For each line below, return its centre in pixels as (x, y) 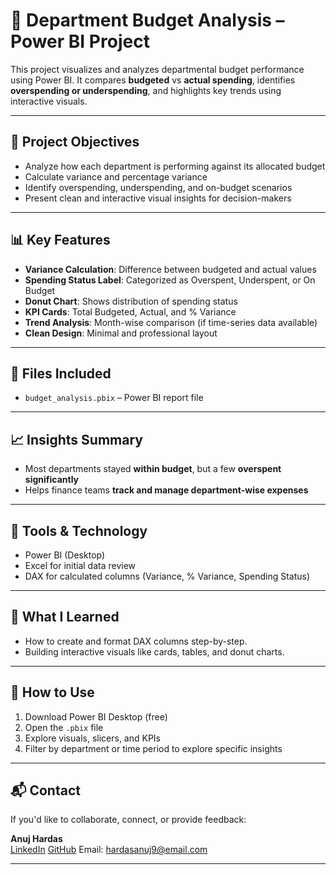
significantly (52, 480)
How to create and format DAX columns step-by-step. (136, 641)
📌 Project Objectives (75, 142)
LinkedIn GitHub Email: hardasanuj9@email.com (109, 850)
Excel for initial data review (80, 565)
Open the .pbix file (64, 727)
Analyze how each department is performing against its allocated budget (175, 166)
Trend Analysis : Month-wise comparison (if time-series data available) (171, 322)
